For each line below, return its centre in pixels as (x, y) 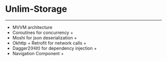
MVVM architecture (32, 27)
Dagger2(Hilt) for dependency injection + (54, 48)
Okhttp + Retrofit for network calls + (49, 43)
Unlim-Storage (36, 9)
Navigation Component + (38, 53)
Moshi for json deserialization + (44, 37)
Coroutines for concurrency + (43, 32)
